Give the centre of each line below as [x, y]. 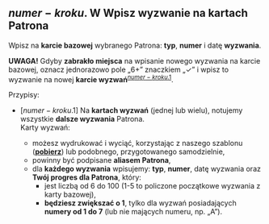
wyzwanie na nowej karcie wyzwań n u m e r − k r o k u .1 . [91, 78]
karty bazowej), [70, 195]
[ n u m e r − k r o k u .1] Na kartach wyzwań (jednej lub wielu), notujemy [131, 110]
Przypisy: [24, 95]
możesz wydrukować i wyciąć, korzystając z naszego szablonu [137, 143]
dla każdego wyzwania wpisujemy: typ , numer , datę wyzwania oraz [146, 169]
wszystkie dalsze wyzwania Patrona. [82, 119]
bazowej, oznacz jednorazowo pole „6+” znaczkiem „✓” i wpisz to [118, 69]
